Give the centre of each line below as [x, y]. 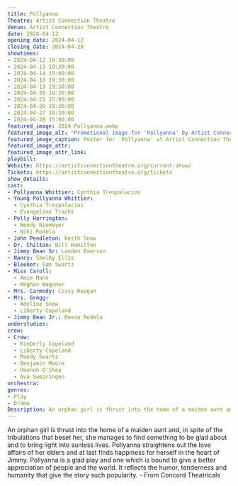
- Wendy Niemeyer [39, 225]
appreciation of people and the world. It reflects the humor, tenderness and [117, 468]
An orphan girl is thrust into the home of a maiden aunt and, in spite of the [115, 430]
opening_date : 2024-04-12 [45, 40]
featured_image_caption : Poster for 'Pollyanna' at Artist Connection [114, 139]
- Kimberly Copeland [44, 344]
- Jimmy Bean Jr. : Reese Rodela [55, 317]
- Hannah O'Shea [38, 370]
